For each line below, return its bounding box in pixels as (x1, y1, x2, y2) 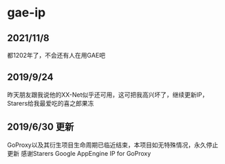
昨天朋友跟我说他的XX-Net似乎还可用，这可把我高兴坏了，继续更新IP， (7, 91, 208, 99)
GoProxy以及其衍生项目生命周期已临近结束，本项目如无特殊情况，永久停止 (7, 141, 219, 149)
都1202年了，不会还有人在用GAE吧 (7, 51, 105, 59)
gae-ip (7, 5, 46, 21)
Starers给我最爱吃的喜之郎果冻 (7, 99, 94, 107)
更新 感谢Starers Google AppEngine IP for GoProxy (7, 149, 151, 157)
